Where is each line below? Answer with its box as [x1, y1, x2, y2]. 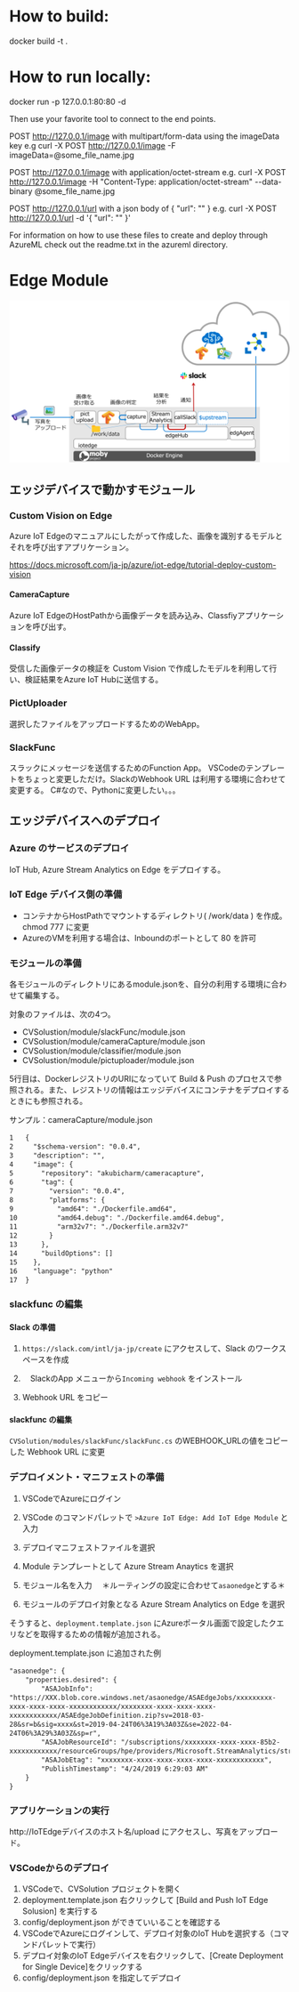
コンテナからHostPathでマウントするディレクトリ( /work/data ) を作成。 [21, 910, 287, 921]
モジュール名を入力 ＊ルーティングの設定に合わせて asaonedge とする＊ [21, 1579, 286, 1590]
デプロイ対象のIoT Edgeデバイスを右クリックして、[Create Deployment [21, 1950, 284, 1961]
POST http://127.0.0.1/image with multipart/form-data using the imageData [9, 131, 280, 141]
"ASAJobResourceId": [41, 1738, 117, 1746]
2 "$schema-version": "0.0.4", [9, 1142, 141, 1151]
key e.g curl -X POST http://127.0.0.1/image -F [9, 140, 176, 150]
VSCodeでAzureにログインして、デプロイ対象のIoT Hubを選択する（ [21, 1928, 274, 1939]
